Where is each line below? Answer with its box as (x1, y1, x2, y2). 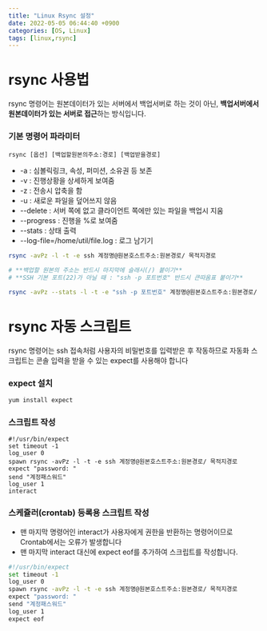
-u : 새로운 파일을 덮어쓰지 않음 (19, 196, 118, 206)
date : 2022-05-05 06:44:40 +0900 (8, 19, 120, 27)
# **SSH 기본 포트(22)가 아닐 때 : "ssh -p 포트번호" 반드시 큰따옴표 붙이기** (8, 274, 244, 282)
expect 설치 (8, 377, 54, 389)
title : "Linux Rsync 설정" (8, 11, 95, 20)
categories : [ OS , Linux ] (8, 26, 91, 34)
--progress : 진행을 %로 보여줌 (19, 216, 118, 226)
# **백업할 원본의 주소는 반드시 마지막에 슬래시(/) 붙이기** (8, 266, 183, 274)
